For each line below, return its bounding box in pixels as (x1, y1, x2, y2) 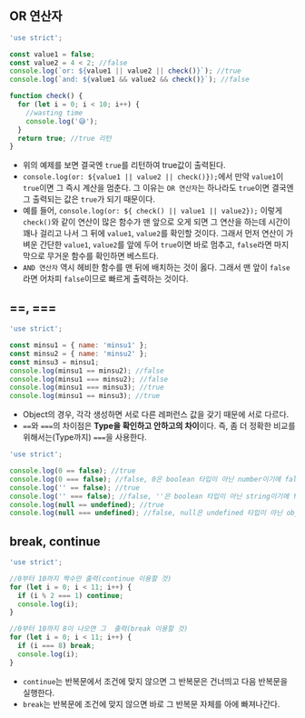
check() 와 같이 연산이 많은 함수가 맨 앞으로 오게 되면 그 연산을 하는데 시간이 (22, 216, 290, 227)
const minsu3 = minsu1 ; (9, 357, 100, 366)
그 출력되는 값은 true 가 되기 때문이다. (22, 194, 156, 204)
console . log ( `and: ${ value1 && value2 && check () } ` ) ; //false (9, 75, 250, 85)
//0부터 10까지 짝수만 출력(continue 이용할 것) (9, 573, 172, 583)
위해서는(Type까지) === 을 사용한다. (22, 432, 147, 443)
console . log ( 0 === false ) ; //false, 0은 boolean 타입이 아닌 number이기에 (9, 474, 281, 484)
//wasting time (25, 108, 84, 117)
